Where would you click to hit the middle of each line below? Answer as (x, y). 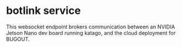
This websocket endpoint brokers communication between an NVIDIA (91, 27)
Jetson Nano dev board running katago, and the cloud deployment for (91, 32)
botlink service (44, 11)
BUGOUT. (18, 39)
